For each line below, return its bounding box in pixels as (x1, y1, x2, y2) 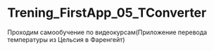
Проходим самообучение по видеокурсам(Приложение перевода (7, 28, 208, 36)
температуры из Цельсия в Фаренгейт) (7, 35, 125, 43)
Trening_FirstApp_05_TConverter (7, 5, 207, 21)
